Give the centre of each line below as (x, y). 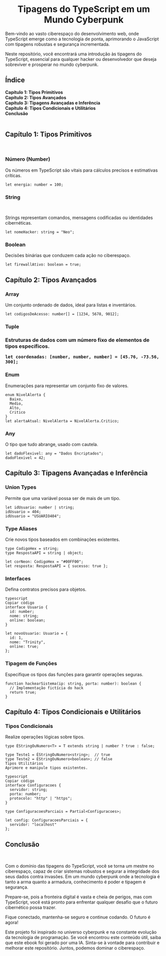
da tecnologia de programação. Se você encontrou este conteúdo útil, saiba (83, 938)
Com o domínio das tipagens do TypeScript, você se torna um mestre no (80, 866)
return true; (23, 692)
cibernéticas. (19, 223)
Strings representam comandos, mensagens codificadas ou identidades (79, 218)
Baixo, (16, 399)
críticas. (13, 175)
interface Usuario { (27, 607)
